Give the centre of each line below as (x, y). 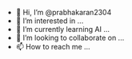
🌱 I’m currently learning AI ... (63, 29)
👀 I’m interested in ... (50, 21)
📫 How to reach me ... (53, 47)
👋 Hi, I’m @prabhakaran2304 (64, 12)
